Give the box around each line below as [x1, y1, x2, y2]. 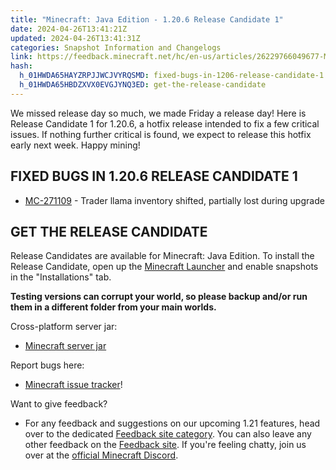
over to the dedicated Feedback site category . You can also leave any [24, 428, 312, 440]
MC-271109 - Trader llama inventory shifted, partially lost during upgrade [24, 194, 325, 206]
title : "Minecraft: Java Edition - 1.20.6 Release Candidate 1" [10, 14, 284, 25]
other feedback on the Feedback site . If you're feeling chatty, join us [24, 439, 307, 451]
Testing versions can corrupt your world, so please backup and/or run [10, 291, 308, 303]
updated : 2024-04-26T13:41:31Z [10, 33, 141, 43]
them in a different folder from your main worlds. [10, 301, 217, 313]
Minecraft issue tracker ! [24, 379, 123, 391]
